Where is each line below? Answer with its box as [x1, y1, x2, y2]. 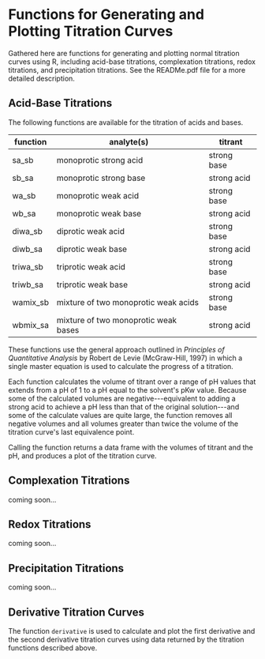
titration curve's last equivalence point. [8, 427, 135, 436]
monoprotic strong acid [56, 154, 144, 165]
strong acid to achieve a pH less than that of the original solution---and [8, 401, 240, 412]
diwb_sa [12, 243, 43, 254]
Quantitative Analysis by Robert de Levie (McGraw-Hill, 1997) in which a [8, 353, 243, 363]
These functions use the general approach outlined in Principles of [8, 345, 225, 354]
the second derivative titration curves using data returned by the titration [8, 635, 244, 644]
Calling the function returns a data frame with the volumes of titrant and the [8, 442, 254, 452]
